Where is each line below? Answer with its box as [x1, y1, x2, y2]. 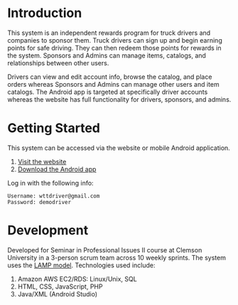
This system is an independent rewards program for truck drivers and [7, 28, 211, 37]
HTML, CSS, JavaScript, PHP [17, 282, 103, 291]
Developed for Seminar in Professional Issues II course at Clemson [7, 245, 202, 254]
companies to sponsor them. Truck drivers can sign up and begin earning [7, 36, 222, 44]
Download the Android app [17, 165, 97, 173]
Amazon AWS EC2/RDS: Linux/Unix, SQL [17, 274, 137, 283]
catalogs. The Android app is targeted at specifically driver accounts [7, 87, 208, 96]
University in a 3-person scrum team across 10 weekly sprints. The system [7, 253, 226, 262]
